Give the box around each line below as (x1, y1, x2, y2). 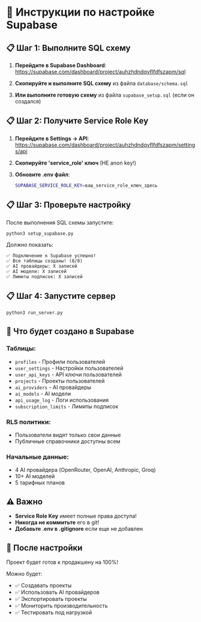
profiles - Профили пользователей (14, 358, 106, 365)
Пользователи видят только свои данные (14, 432, 121, 439)
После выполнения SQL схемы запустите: (6, 219, 114, 226)
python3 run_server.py (6, 310, 63, 316)
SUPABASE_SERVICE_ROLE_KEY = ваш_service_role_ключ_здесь (14, 183, 158, 189)
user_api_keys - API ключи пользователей (14, 370, 122, 378)
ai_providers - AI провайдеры (14, 384, 92, 391)
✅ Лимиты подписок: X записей (6, 274, 83, 280)
